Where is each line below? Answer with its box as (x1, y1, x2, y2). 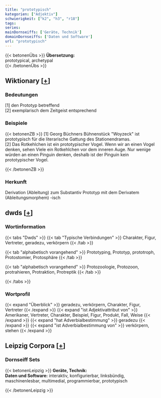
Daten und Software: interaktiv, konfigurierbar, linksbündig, (5, 373, 125, 378)
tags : (5, 20, 16, 26)
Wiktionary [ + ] (5, 77, 50, 85)
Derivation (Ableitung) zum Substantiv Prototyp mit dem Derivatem (5, 190, 140, 196)
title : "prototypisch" (5, 7, 51, 12)
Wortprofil (5, 291, 30, 298)
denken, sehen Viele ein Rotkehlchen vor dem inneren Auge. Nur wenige (5, 146, 151, 152)
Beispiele (5, 120, 28, 127)
